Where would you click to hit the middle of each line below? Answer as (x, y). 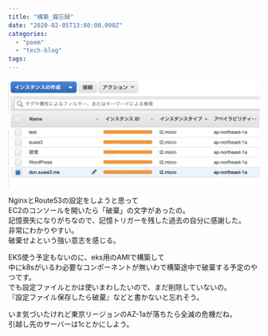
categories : (28, 34)
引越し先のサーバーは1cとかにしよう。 (71, 324)
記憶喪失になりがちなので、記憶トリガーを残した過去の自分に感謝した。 (127, 220)
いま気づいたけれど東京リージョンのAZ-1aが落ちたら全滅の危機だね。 (122, 314)
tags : (17, 59)
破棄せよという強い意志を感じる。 (64, 240)
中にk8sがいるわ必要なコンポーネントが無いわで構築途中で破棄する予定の (130, 267)
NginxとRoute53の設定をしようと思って (73, 200)
